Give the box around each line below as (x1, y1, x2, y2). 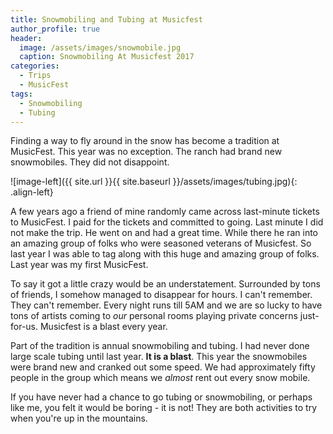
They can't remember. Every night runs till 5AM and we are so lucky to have (10, 299, 323, 311)
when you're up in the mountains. (10, 412, 148, 425)
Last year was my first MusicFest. (10, 259, 149, 271)
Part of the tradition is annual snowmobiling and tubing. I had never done (10, 340, 310, 352)
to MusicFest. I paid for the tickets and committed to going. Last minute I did (10, 216, 324, 228)
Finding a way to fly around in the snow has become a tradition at (10, 135, 280, 147)
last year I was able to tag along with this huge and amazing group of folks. (10, 248, 320, 260)
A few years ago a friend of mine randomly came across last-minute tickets (10, 206, 320, 218)
